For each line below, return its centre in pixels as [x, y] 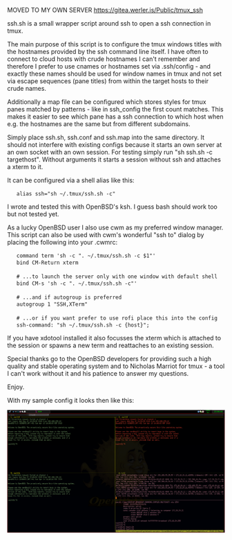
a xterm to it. [25, 167]
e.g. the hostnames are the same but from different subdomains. [99, 124]
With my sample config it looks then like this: [71, 400]
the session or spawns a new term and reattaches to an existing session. [110, 345]
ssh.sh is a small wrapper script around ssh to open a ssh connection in [109, 23]
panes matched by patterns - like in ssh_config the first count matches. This [115, 109]
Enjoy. [16, 387]
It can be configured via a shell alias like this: [71, 180]
